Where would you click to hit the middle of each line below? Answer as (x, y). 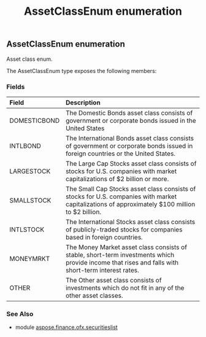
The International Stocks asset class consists (130, 222)
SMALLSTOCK (30, 200)
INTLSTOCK (27, 230)
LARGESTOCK (30, 171)
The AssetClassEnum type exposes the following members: (82, 71)
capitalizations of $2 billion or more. (117, 179)
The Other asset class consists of (113, 280)
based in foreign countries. (104, 237)
